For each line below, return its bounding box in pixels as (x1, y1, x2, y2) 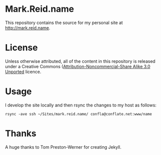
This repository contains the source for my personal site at (5, 20, 123, 26)
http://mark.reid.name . (5, 25, 50, 30)
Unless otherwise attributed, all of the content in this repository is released (5, 58, 156, 64)
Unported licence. (5, 69, 42, 75)
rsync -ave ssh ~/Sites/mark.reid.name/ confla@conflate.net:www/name (5, 111, 152, 116)
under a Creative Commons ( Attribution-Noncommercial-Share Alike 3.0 (5, 63, 151, 69)
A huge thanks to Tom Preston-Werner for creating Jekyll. (5, 144, 121, 150)
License (5, 42, 38, 53)
